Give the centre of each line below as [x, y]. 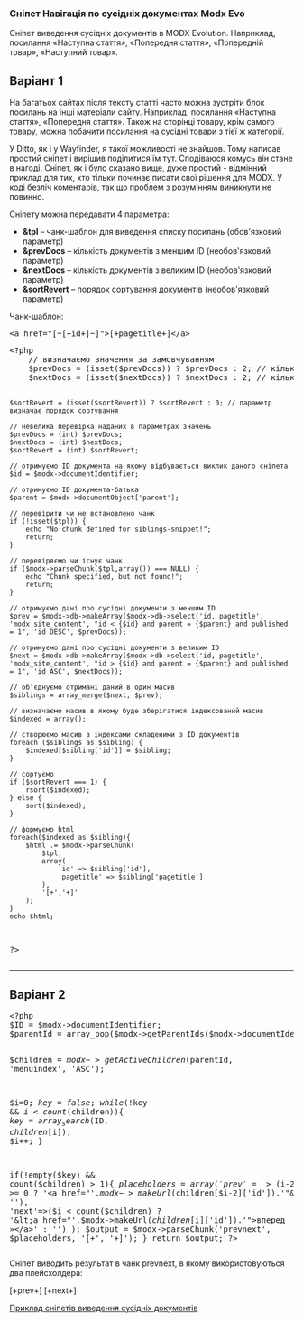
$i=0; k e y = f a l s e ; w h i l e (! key [78, 1103]
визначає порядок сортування [64, 411]
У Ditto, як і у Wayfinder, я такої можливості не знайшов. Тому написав [145, 149]
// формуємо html [42, 830]
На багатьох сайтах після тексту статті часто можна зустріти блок [137, 103]
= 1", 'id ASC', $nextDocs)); [66, 672]
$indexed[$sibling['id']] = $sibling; [98, 751]
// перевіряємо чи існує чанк [66, 561]
